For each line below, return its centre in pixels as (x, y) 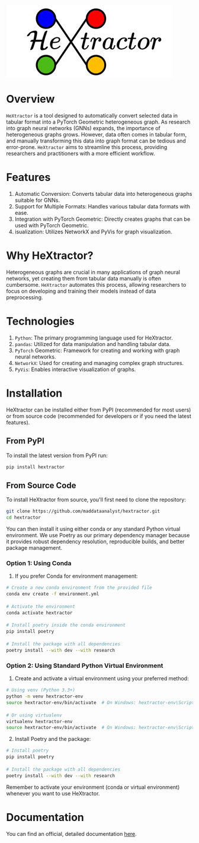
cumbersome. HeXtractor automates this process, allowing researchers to (96, 284)
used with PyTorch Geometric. (52, 225)
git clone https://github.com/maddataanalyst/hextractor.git (83, 511)
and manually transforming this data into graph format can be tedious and (96, 141)
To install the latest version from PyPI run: (57, 455)
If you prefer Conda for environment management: (76, 576)
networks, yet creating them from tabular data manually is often (84, 278)
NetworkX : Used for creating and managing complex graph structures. (99, 363)
